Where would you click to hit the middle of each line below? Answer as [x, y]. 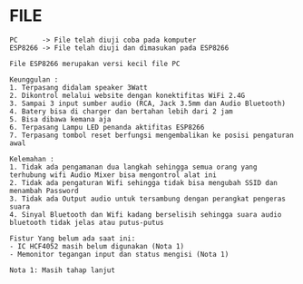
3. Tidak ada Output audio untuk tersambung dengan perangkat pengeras [147, 199]
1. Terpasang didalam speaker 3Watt [78, 87]
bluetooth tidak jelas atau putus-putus [87, 222]
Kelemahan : [32, 159]
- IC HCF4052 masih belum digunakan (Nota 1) [97, 246]
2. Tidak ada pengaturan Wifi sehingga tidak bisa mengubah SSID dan [144, 182]
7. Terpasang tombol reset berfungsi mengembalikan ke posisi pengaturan [152, 135]
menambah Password [44, 191]
